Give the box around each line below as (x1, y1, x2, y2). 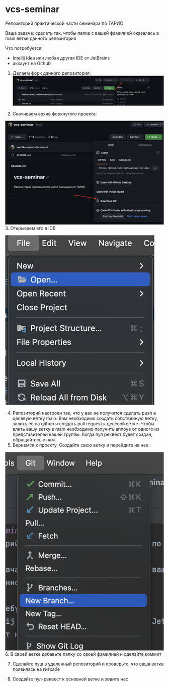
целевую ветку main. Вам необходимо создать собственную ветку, (12, 415, 158, 421)
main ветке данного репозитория (5, 35, 76, 41)
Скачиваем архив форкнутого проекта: (12, 110, 97, 117)
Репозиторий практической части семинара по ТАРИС (5, 20, 123, 26)
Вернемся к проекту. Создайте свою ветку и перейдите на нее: (12, 442, 150, 448)
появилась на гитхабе (12, 666, 60, 672)
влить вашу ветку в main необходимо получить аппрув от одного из (12, 426, 159, 432)
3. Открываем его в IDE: (5, 225, 57, 231)
